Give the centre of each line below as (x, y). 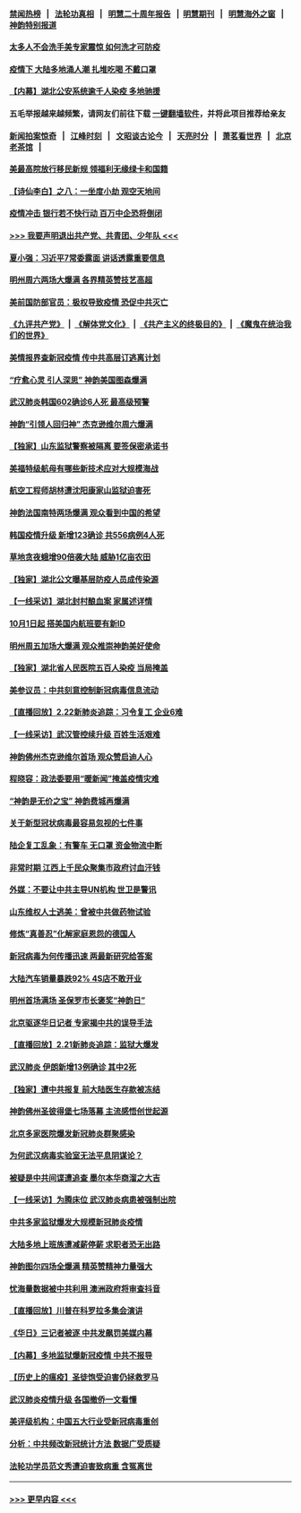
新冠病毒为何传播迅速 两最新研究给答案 (81, 956)
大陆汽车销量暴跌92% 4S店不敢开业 (76, 978)
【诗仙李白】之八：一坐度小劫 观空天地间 (85, 191)
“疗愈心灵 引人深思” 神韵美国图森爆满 (78, 380)
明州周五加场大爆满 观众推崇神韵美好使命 (85, 646)
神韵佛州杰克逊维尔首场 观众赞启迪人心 (81, 756)
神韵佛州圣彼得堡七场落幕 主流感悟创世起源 (89, 1112)
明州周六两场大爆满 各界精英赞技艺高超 (81, 280)
